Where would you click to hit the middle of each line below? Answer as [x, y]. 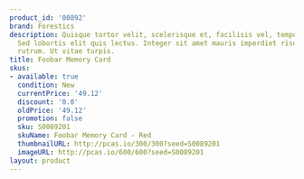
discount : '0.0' [48, 102]
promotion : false [50, 118]
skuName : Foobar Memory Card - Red [85, 136]
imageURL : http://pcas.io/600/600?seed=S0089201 [111, 152]
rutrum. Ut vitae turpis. [66, 52]
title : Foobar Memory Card [60, 60]
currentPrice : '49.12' [60, 93]
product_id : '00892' [48, 18]
